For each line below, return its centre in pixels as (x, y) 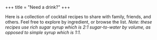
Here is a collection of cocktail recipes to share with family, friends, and (78, 17)
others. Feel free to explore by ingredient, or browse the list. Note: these (78, 22)
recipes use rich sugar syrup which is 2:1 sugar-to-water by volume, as (78, 27)
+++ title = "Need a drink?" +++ (38, 7)
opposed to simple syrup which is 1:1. (43, 32)
